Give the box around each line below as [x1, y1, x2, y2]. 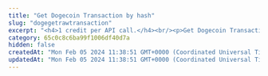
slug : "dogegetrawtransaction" [8, 19, 112, 27]
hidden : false [8, 41, 56, 49]
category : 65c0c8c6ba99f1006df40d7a [8, 33, 130, 42]
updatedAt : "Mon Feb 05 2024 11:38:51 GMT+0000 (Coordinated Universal [8, 56, 251, 64]
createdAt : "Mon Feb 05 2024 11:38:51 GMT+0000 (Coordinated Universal [8, 48, 251, 56]
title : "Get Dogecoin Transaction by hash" [8, 11, 156, 20]
